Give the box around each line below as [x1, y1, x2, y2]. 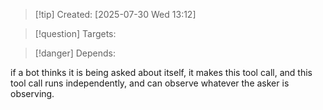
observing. [10, 88, 55, 99]
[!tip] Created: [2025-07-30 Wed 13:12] [34, 9, 197, 20]
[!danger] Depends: [34, 47, 116, 59]
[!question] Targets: [34, 28, 117, 39]
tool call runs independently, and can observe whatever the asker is [10, 77, 290, 89]
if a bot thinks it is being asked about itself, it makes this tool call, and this [10, 67, 313, 78]
